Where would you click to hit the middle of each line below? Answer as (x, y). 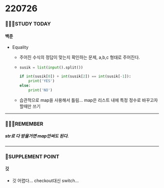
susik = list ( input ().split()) (51, 68)
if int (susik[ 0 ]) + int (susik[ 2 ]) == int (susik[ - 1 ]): (75, 76)
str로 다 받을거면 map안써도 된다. (37, 136)
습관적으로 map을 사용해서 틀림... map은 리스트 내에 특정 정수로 (80, 100)
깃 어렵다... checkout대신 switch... (45, 180)
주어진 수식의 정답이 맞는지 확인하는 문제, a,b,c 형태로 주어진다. (80, 57)
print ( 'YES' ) (42, 81)
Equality (20, 47)
